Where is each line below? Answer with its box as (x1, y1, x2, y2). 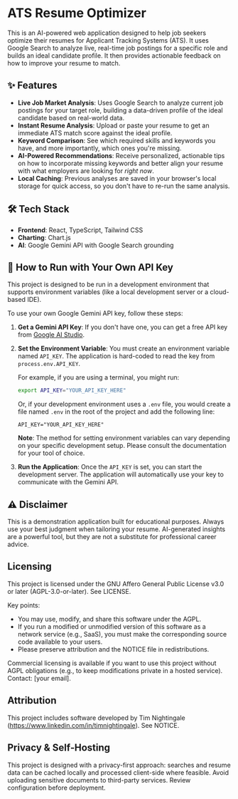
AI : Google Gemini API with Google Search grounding (17, 241, 174, 249)
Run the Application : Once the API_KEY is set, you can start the (17, 463, 202, 471)
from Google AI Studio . (17, 330, 85, 339)
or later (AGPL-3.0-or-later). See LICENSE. (7, 587, 131, 595)
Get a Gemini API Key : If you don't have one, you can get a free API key (17, 323, 228, 332)
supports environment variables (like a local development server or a (7, 288, 209, 296)
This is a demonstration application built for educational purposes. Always (7, 518, 225, 526)
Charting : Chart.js (17, 233, 71, 241)
